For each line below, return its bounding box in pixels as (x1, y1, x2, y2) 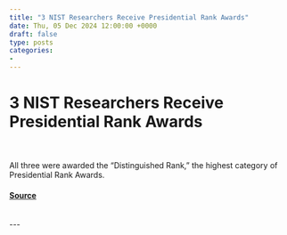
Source (9, 190, 37, 200)
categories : (9, 46, 53, 55)
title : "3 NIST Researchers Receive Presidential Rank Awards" (9, 12, 250, 22)
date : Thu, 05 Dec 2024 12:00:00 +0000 (9, 21, 158, 30)
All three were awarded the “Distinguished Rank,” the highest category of (9, 159, 278, 170)
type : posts (9, 37, 53, 47)
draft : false (9, 29, 58, 38)
